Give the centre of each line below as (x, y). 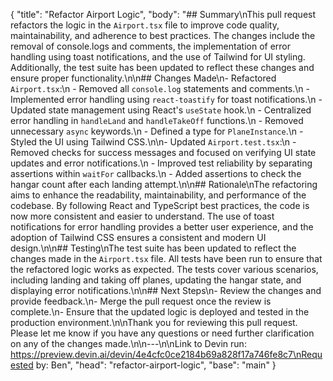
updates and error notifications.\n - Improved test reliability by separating (161, 163)
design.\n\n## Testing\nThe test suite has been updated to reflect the (153, 248)
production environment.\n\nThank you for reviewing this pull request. (154, 322)
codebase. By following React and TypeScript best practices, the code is (160, 205)
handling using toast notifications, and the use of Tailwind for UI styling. (158, 57)
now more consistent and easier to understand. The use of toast (142, 216)
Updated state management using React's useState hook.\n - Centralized (161, 110)
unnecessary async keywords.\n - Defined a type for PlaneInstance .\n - (157, 131)
